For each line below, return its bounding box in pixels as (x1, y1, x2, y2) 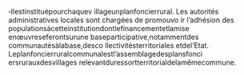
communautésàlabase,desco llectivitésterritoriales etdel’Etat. (8, 41, 210, 50)
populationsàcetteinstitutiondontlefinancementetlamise (8, 24, 190, 33)
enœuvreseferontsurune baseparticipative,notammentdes (8, 32, 199, 41)
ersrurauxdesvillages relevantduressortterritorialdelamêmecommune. (8, 57, 237, 67)
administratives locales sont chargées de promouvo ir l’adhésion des (8, 15, 234, 25)
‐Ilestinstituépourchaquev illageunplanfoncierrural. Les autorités (8, 7, 219, 16)
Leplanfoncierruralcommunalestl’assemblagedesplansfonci (8, 49, 202, 58)
